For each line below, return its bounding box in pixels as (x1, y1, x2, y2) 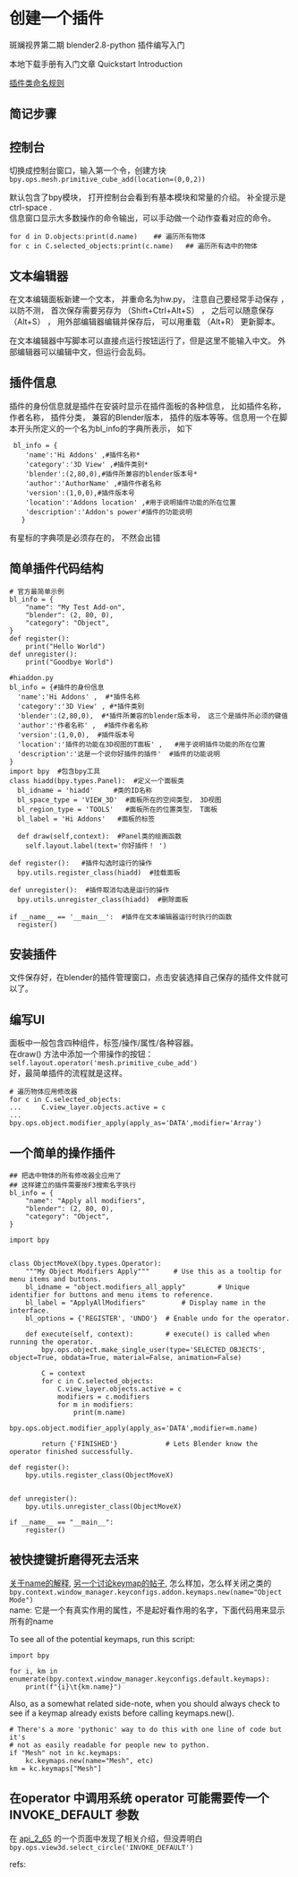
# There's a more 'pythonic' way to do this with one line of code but (9, 1725, 282, 1734)
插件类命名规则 (9, 77, 64, 88)
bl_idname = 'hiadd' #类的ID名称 (17, 786, 153, 795)
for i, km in (9, 1666, 58, 1675)
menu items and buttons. (9, 1275, 102, 1284)
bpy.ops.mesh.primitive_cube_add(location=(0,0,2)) (9, 176, 206, 185)
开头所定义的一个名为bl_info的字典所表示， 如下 (16, 423, 193, 434)
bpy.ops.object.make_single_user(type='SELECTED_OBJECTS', (41, 1346, 267, 1355)
